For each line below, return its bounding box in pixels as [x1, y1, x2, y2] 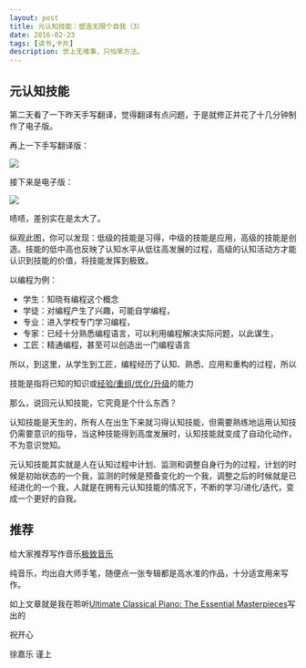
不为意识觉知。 [9, 439, 66, 450]
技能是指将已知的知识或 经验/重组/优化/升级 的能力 [9, 377, 194, 388]
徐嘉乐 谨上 [9, 648, 52, 659]
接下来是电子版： [9, 176, 74, 187]
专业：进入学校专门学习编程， [22, 316, 135, 327]
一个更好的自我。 [16, 493, 82, 504]
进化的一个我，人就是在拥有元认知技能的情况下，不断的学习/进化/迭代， [16, 481, 287, 492]
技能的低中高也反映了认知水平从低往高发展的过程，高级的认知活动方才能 [25, 243, 297, 254]
